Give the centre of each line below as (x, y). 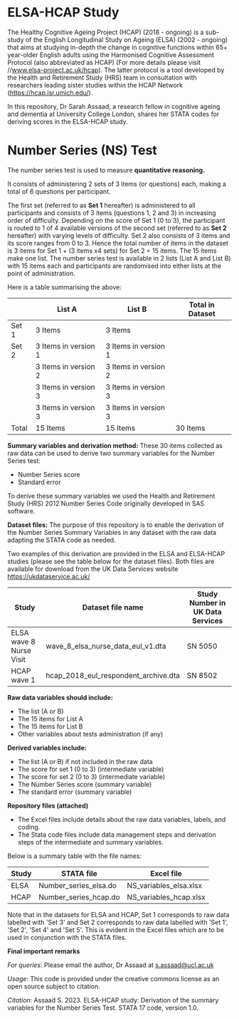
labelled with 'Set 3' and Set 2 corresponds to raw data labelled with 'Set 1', (118, 922)
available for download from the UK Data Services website (93, 569)
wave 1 (23, 679)
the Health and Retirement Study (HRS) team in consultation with (102, 77)
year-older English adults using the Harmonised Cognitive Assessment (111, 55)
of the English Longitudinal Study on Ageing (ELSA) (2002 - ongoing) (127, 39)
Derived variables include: (47, 748)
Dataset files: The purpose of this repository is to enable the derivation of (116, 525)
